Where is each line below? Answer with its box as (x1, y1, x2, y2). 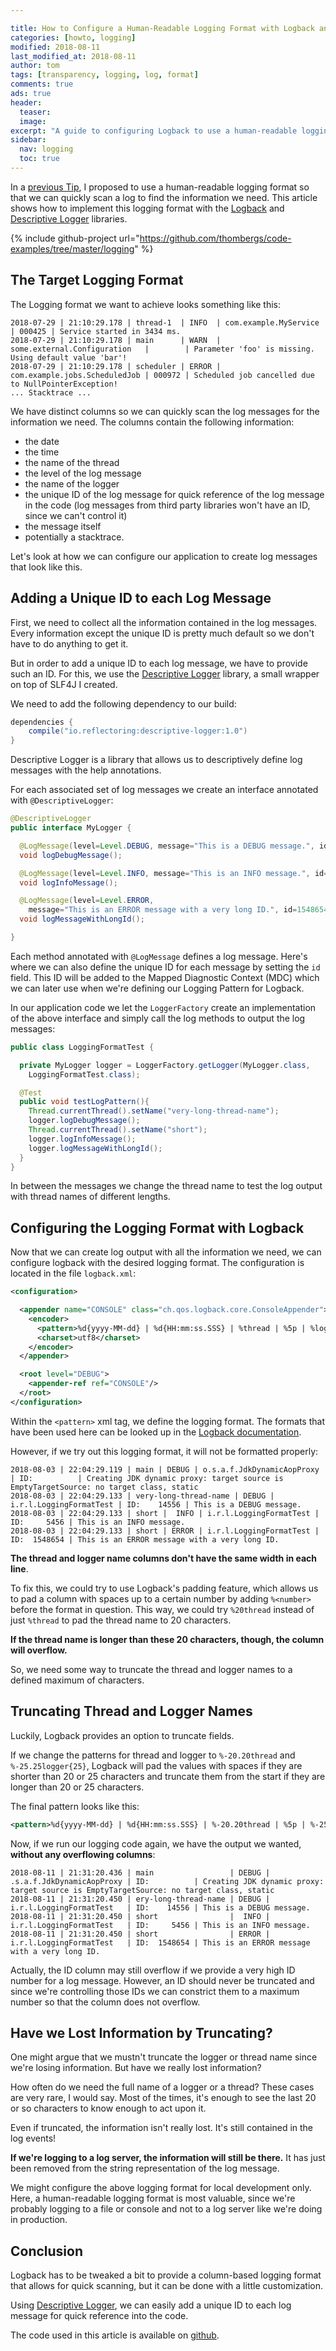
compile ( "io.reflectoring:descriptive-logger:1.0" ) (28, 726, 248, 736)
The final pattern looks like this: (10, 1800, 140, 1812)
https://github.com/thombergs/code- (139, 232, 292, 244)
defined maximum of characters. (10, 1674, 145, 1686)
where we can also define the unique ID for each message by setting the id (10, 961, 321, 973)
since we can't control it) (24, 509, 128, 521)
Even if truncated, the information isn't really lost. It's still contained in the (10, 2122, 314, 2134)
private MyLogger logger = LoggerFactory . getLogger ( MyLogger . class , (19, 1060, 311, 1070)
